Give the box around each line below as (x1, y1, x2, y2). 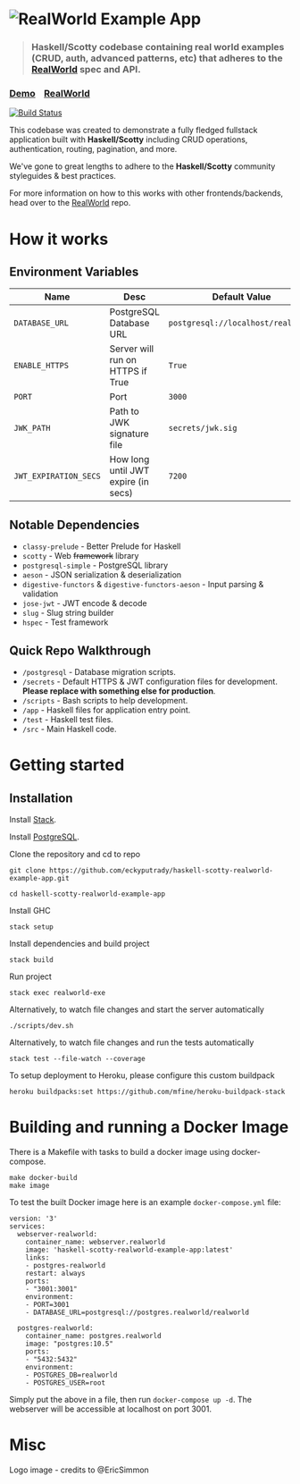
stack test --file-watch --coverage (9, 1055, 146, 1064)
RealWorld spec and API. (30, 63, 141, 76)
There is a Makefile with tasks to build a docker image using (9, 1146, 230, 1157)
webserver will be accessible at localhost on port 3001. (9, 1404, 212, 1414)
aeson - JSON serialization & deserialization (21, 569, 182, 580)
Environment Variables (9, 264, 139, 279)
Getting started (9, 755, 125, 775)
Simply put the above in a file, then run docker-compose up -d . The (9, 1394, 253, 1404)
